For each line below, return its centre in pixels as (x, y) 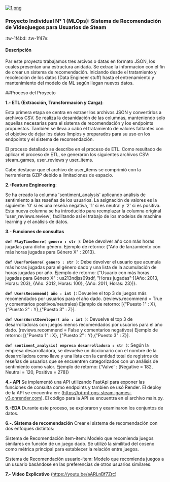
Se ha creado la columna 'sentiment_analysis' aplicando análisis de (76, 195)
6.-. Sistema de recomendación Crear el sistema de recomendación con (81, 423)
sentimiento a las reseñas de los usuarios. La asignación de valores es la (81, 200)
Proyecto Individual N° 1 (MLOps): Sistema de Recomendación (83, 21)
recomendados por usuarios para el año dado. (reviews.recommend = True (84, 299)
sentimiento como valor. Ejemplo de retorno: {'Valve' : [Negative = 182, (79, 366)
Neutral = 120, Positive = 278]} (37, 372)
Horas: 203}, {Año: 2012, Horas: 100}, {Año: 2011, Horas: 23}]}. (71, 283)
